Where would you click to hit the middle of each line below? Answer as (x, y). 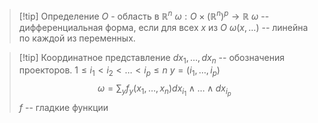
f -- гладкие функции (63, 108)
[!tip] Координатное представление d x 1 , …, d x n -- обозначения (152, 58)
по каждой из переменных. (77, 38)
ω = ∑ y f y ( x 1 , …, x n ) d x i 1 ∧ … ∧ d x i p (164, 90)
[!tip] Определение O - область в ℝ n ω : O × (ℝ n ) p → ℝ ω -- (144, 15)
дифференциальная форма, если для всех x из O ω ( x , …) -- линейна (163, 27)
